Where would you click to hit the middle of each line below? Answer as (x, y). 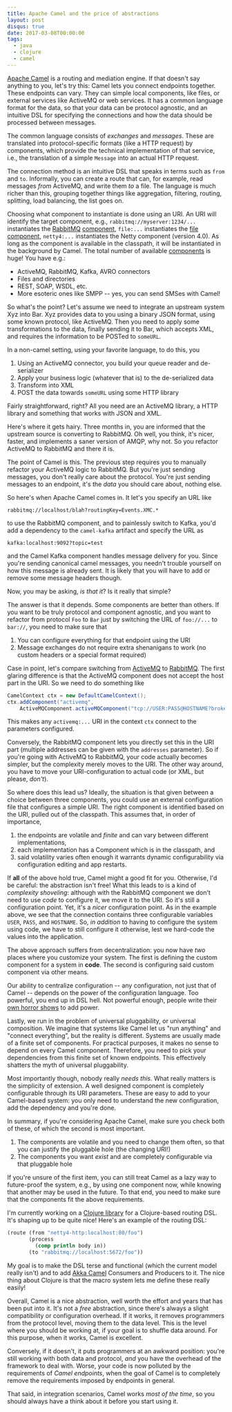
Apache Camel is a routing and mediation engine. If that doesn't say (104, 78)
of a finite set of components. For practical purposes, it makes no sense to (113, 1043)
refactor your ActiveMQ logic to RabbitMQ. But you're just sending (101, 469)
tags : (15, 39)
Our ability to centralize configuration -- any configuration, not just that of (112, 985)
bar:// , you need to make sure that (57, 626)
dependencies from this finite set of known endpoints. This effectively (107, 1058)
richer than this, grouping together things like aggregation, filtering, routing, (115, 193)
